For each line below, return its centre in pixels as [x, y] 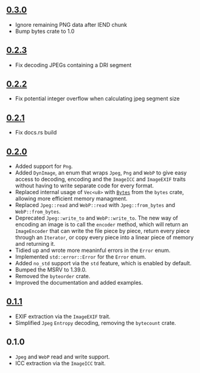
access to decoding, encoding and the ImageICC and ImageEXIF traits [100, 180]
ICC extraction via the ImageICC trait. [60, 363]
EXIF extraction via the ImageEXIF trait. [63, 316]
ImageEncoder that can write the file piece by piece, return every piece [102, 231]
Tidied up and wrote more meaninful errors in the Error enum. [93, 250]
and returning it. [35, 244]
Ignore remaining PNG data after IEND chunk [71, 24]
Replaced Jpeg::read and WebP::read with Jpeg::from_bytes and [95, 205]
